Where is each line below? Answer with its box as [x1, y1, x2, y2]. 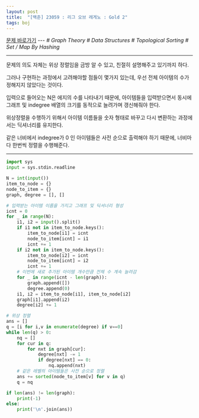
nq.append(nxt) [48, 363, 86, 369]
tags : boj [6, 20, 31, 26]
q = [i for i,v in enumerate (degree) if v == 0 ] [6, 324, 123, 330]
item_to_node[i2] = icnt [27, 252, 89, 259]
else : [6, 401, 20, 407]
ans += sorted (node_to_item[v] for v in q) [17, 373, 126, 379]
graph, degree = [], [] [6, 191, 65, 198]
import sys [6, 159, 33, 165]
